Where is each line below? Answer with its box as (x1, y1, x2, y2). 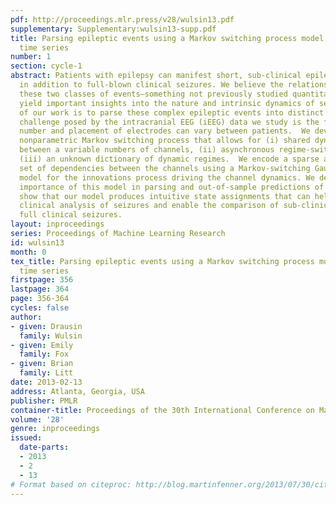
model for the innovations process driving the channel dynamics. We (19, 172, 315, 183)
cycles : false (10, 303, 70, 313)
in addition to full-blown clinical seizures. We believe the (19, 80, 284, 90)
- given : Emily (10, 340, 74, 350)
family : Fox (19, 349, 70, 360)
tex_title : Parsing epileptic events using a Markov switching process (10, 256, 315, 266)
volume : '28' (10, 414, 65, 425)
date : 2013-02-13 (10, 377, 83, 387)
